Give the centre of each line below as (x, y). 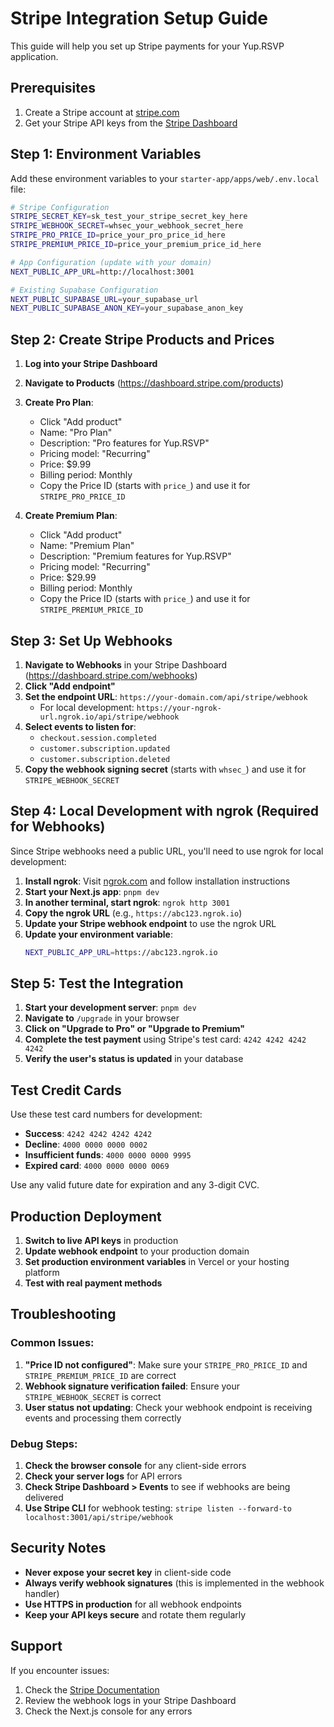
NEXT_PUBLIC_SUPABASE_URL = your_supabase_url (104, 299)
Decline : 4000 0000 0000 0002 (86, 1144)
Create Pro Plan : (59, 403)
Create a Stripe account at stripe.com (102, 112)
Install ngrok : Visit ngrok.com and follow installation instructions (157, 881)
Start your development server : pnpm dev (110, 1008)
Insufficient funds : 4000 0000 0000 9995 (108, 1155)
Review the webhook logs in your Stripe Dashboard (130, 1700)
